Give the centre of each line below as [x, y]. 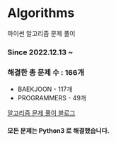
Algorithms [41, 13]
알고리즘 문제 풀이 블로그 [41, 113]
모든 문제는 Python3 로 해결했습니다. [58, 130]
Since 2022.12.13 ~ [40, 52]
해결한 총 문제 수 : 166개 [46, 72]
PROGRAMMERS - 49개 [52, 98]
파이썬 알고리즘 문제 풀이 [41, 33]
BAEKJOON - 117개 [45, 89]
